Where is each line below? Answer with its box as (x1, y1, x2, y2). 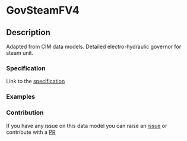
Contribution (6, 108, 44, 117)
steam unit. (6, 49, 34, 57)
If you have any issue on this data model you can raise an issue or (6, 122, 167, 129)
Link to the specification (6, 78, 65, 85)
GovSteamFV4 (6, 4, 80, 17)
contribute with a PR (6, 129, 56, 136)
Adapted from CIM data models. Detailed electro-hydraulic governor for (6, 43, 182, 50)
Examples (6, 93, 36, 101)
